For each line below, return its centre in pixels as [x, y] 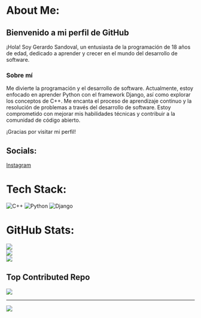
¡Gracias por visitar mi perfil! [41, 132]
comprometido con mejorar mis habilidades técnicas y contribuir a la [91, 114]
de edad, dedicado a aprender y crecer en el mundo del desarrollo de [92, 53]
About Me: [33, 10]
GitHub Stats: [40, 230]
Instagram [19, 165]
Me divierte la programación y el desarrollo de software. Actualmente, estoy [100, 88]
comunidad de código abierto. [43, 120]
